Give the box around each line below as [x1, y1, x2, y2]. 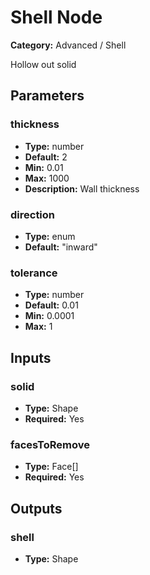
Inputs [10, 349, 52, 366]
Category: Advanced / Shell [10, 39, 127, 51]
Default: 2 [24, 151, 68, 163]
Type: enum [24, 230, 76, 242]
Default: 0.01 [24, 299, 79, 311]
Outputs [10, 500, 63, 517]
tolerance [10, 266, 58, 280]
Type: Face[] [24, 461, 79, 473]
